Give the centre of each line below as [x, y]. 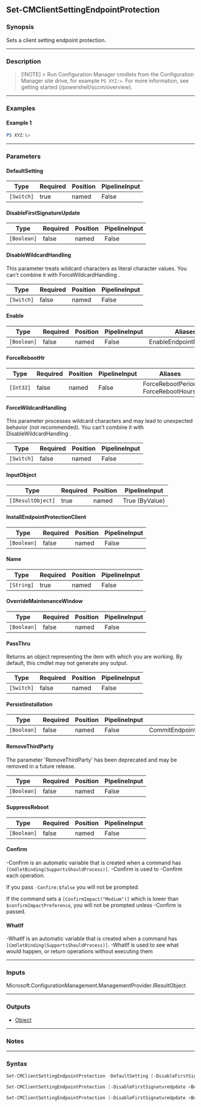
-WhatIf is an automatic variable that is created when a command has [92, 939]
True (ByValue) [144, 501]
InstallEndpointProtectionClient [46, 517]
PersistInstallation [29, 704]
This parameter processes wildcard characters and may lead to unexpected [100, 421]
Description [24, 61]
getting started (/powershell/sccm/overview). [77, 87]
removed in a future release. [41, 766]
